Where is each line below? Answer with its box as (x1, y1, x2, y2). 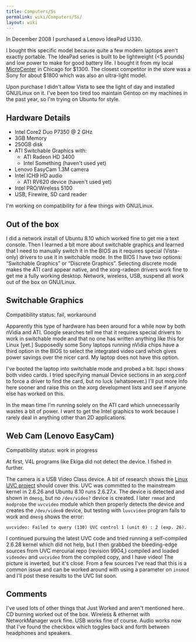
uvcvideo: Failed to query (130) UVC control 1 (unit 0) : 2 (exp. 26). (6, 524, 187, 530)
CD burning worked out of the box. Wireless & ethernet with (6, 611, 150, 618)
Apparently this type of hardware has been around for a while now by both (6, 322, 186, 330)
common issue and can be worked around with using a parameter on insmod (6, 566, 189, 573)
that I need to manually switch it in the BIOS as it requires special (6, 247, 162, 254)
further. (6, 464, 25, 471)
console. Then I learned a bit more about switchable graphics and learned (6, 241, 184, 248)
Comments (6, 589, 47, 599)
